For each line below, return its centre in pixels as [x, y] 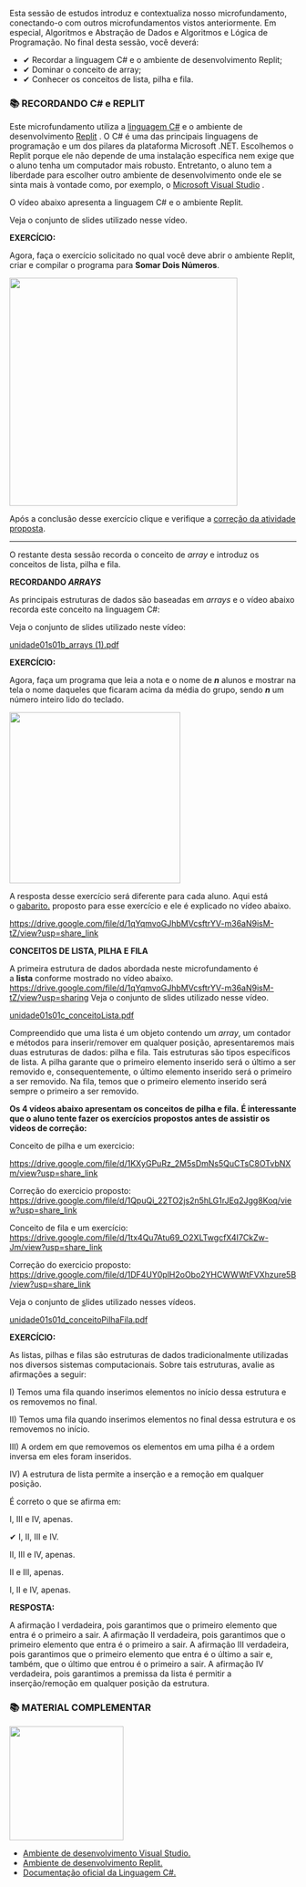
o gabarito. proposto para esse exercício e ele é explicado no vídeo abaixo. [150, 906]
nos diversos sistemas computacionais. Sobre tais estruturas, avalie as [142, 1365]
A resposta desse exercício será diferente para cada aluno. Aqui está [139, 897]
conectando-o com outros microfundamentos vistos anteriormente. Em [143, 23]
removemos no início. [50, 1429]
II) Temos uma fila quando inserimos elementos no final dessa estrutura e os [153, 1420]
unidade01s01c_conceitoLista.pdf [72, 1015]
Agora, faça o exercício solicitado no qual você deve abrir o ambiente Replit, [153, 255]
